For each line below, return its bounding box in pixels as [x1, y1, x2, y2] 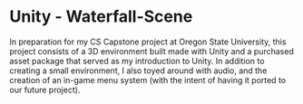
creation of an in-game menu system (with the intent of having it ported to [9, 74, 287, 85]
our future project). [9, 84, 81, 95]
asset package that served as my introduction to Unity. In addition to [9, 55, 265, 66]
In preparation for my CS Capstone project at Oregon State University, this [9, 36, 287, 47]
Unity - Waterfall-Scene [9, 6, 193, 27]
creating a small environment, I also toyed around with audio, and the [9, 65, 268, 76]
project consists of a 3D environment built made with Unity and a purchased [9, 45, 295, 56]
